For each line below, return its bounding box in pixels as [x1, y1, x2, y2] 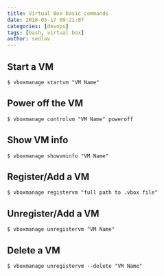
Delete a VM [7, 244, 60, 256]
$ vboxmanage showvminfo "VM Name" [7, 152, 109, 160]
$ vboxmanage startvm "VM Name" [7, 79, 99, 86]
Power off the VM [7, 97, 84, 110]
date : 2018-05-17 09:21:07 [7, 16, 84, 23]
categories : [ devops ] [7, 23, 69, 29]
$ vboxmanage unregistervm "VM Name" [7, 226, 115, 233]
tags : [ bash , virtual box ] [7, 29, 84, 36]
